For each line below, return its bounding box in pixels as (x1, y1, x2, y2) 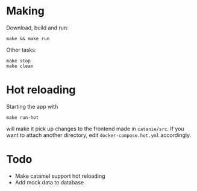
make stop (6, 58, 31, 64)
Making (6, 4, 45, 18)
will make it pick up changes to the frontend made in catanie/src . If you (6, 125, 185, 132)
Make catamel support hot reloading (14, 172, 105, 180)
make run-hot (6, 114, 39, 121)
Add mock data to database (14, 178, 84, 186)
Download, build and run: (6, 24, 69, 31)
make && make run (6, 35, 50, 41)
